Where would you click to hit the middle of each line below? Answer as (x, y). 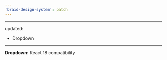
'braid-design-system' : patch (37, 10)
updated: (14, 28)
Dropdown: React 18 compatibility (40, 52)
